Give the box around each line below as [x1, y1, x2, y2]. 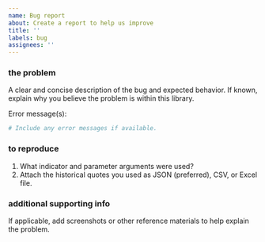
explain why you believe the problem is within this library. [8, 94, 195, 103]
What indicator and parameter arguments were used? [19, 161, 194, 171]
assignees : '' [8, 41, 55, 49]
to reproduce [8, 144, 59, 155]
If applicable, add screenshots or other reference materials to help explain [8, 216, 249, 225]
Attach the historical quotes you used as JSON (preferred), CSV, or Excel [19, 170, 258, 179]
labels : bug [8, 33, 47, 42]
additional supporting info [8, 198, 111, 209]
